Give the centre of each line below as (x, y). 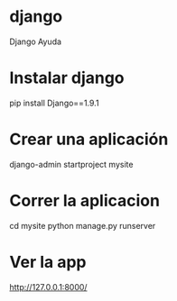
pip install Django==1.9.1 (54, 103)
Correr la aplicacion (85, 201)
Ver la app (48, 262)
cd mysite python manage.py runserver (83, 225)
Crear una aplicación (89, 139)
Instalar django (67, 78)
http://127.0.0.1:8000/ (48, 287)
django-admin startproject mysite (71, 164)
